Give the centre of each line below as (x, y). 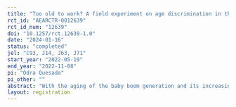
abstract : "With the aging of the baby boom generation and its (103, 86)
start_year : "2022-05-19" (45, 60)
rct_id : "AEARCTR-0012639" (47, 20)
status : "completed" (38, 46)
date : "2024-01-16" (36, 40)
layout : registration (39, 92)
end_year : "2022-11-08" (42, 66)
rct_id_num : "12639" (38, 27)
